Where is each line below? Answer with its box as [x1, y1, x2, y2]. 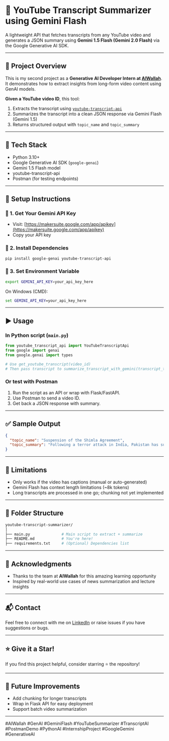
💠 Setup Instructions [5, 195, 71, 203]
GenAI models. [5, 86, 36, 92]
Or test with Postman [5, 378, 58, 385]
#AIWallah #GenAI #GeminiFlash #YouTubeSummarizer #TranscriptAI [5, 720, 149, 726]
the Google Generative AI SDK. [5, 42, 69, 48]
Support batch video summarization [12, 706, 87, 712]
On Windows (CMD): [5, 288, 48, 294]
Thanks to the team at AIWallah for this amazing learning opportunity [12, 573, 156, 579]
